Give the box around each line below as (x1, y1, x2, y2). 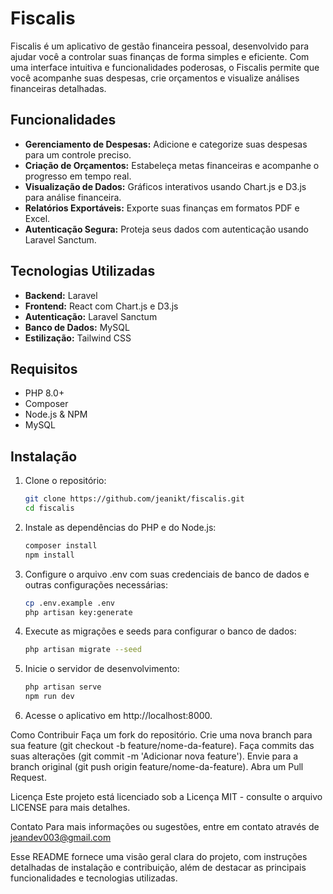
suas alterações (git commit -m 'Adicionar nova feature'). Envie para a (10, 750, 299, 762)
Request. (10, 772, 47, 784)
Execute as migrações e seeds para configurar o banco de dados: (24, 625, 297, 637)
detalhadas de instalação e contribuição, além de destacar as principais (10, 862, 307, 874)
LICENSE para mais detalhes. (10, 802, 131, 814)
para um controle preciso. (24, 148, 132, 161)
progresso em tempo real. (24, 170, 132, 182)
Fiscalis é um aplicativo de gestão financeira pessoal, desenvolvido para (10, 40, 310, 52)
